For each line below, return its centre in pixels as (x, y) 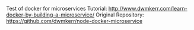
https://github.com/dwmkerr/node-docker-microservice (74, 21)
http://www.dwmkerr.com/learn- (148, 9)
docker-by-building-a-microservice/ (50, 15)
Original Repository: (120, 15)
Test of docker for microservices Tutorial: (57, 9)
